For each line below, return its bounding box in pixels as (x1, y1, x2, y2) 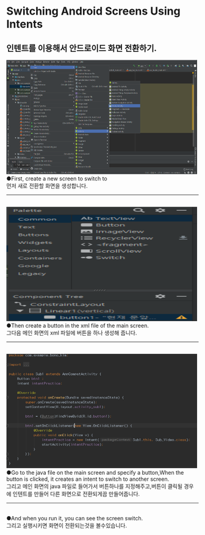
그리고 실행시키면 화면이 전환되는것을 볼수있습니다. (6, 522, 128, 529)
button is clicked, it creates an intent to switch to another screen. (6, 475, 170, 483)
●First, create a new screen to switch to (6, 175, 108, 182)
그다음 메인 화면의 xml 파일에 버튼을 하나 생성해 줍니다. (6, 329, 137, 336)
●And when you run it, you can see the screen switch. (6, 515, 143, 522)
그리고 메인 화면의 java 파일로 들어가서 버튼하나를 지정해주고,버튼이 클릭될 (6, 483, 183, 490)
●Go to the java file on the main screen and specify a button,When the (6, 469, 184, 476)
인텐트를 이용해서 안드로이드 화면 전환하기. (6, 43, 157, 53)
